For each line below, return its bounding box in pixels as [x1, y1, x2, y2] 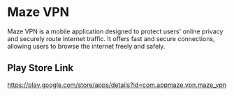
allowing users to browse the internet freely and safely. [7, 42, 166, 50]
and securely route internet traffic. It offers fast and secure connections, [7, 34, 215, 42]
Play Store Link [7, 62, 74, 74]
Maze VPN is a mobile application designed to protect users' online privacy [7, 27, 224, 35]
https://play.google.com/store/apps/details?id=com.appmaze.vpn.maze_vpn [7, 81, 227, 89]
